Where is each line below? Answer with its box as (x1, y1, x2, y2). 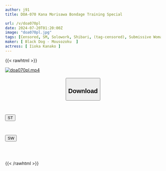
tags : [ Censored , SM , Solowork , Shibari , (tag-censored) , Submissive (5, 35, 152, 40)
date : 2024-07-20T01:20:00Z (5, 25, 63, 30)
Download (68, 87, 98, 95)
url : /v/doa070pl (5, 21, 41, 26)
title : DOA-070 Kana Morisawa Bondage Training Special (5, 12, 123, 17)
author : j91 (5, 7, 30, 12)
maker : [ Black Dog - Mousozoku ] (5, 39, 79, 45)
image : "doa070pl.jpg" (5, 30, 52, 35)
